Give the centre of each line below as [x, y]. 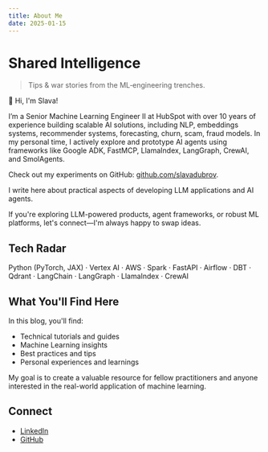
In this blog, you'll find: [46, 321]
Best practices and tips [58, 354]
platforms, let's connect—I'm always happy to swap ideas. [105, 223]
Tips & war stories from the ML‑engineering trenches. [116, 85]
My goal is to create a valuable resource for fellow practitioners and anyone [133, 378]
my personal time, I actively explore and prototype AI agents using [118, 142]
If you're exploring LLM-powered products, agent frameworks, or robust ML [134, 215]
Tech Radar [37, 248]
